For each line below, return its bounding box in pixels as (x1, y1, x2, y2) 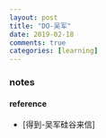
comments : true (9, 38, 66, 47)
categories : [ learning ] (9, 47, 99, 56)
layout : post (9, 13, 58, 22)
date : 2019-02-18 (9, 30, 75, 39)
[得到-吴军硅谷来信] (22, 119, 96, 130)
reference (9, 98, 48, 108)
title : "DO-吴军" (9, 22, 72, 30)
